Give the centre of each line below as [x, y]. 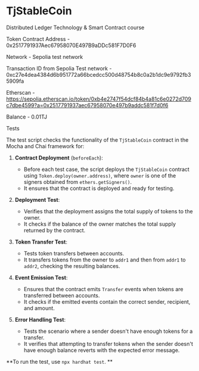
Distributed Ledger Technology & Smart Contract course [75, 27]
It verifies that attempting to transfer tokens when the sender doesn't [108, 344]
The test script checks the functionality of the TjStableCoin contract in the [97, 140]
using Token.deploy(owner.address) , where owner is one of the [100, 175]
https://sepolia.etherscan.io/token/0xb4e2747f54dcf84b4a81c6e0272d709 [99, 99]
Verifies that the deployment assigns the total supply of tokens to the [108, 211]
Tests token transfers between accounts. [74, 253]
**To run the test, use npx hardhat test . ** [60, 361]
